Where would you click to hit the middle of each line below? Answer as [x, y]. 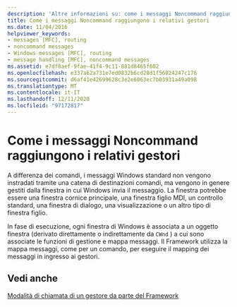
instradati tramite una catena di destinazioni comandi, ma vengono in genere [119, 182]
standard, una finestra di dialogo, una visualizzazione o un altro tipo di [109, 205]
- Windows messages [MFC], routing [60, 54]
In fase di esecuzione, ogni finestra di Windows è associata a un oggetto [113, 226]
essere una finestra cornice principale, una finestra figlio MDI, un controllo [115, 198]
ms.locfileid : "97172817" [45, 106]
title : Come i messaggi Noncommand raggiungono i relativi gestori [109, 20]
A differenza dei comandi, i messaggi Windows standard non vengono [109, 175]
